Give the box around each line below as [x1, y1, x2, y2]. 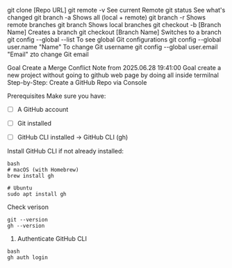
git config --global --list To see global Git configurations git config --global [7, 35, 222, 44]
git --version [7, 217, 49, 224]
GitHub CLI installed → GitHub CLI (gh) [17, 133, 129, 142]
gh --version [7, 222, 45, 230]
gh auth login [7, 254, 49, 261]
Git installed [17, 119, 52, 128]
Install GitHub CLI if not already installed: [7, 147, 124, 156]
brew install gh [7, 173, 54, 180]
